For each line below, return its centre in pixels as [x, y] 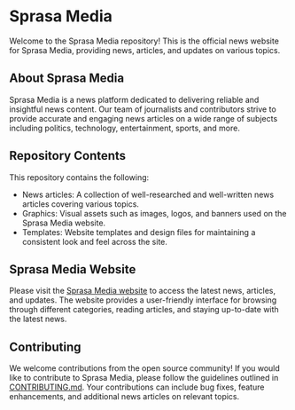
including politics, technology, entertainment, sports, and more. [125, 128]
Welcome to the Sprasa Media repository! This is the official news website [144, 41]
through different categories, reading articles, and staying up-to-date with [144, 310]
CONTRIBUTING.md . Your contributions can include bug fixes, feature [137, 387]
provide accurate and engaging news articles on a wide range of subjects [144, 118]
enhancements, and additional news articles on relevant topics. [124, 397]
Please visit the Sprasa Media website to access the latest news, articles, [143, 291]
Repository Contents [68, 156]
